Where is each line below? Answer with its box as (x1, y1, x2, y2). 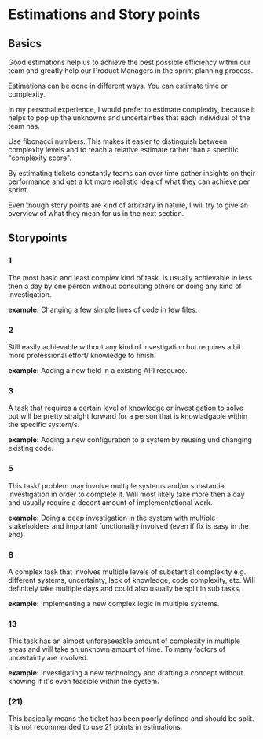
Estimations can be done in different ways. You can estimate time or (8, 81, 228, 90)
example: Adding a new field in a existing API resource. (8, 365, 188, 375)
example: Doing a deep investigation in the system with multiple (8, 513, 216, 522)
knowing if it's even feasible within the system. (8, 677, 159, 686)
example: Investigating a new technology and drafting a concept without (8, 668, 243, 678)
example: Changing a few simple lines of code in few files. (8, 305, 198, 314)
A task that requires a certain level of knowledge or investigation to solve (8, 403, 244, 413)
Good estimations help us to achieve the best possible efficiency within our (8, 57, 251, 67)
